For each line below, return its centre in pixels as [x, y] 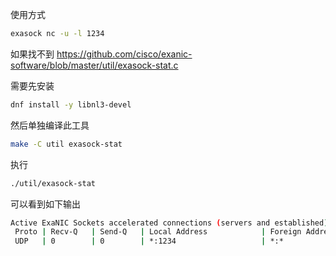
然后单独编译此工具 [50, 125]
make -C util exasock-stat [66, 144]
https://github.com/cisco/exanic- [124, 54]
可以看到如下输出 [45, 204]
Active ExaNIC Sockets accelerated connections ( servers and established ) [169, 223]
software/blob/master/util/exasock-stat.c [94, 65]
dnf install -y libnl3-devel [71, 104]
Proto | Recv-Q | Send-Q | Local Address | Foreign [158, 232]
